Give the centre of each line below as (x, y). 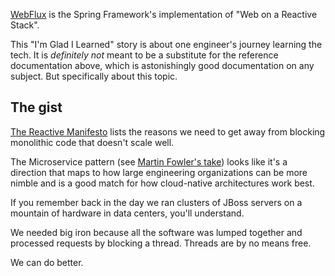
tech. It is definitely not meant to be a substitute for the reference (144, 55)
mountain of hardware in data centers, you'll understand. (127, 213)
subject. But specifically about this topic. (94, 76)
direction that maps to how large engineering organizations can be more (159, 172)
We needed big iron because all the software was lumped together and (156, 232)
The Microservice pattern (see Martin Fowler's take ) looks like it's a (149, 161)
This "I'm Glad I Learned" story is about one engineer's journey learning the (166, 44)
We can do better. (47, 262)
